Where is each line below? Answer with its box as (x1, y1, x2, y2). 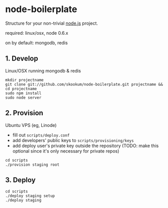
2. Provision (5, 109, 44, 117)
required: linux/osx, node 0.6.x (5, 30, 68, 36)
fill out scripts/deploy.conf (12, 132, 70, 138)
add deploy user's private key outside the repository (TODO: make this (12, 143, 159, 149)
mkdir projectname (5, 77, 44, 83)
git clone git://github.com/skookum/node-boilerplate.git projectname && (5, 82, 163, 87)
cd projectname (5, 86, 37, 91)
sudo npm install (5, 91, 42, 96)
